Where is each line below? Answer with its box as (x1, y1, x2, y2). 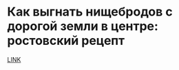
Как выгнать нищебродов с (7, 4, 173, 20)
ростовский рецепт (7, 33, 125, 48)
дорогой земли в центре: (7, 18, 158, 34)
